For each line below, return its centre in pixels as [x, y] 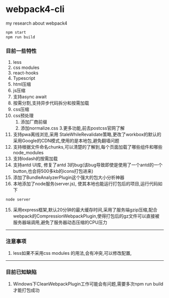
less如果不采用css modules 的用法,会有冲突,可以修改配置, [72, 253]
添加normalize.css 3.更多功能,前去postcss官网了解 [72, 128]
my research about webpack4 [37, 23]
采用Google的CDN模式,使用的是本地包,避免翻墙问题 [66, 140]
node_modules [28, 152]
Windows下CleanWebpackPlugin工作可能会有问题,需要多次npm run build [88, 284]
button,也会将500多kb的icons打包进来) [53, 171]
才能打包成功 [26, 290]
